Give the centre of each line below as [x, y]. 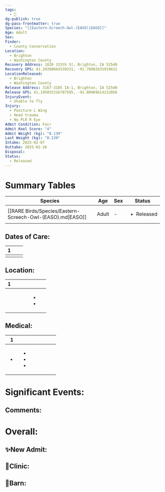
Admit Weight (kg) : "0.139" [34, 134]
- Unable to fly [26, 102]
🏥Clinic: [17, 466]
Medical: [19, 326]
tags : [11, 10]
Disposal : [15, 152]
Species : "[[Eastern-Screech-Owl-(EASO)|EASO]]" [56, 28]
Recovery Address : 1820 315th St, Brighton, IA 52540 [61, 65]
